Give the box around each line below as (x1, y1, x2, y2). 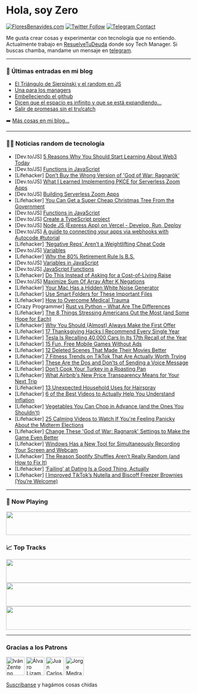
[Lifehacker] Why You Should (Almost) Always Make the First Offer (14, 321, 176, 328)
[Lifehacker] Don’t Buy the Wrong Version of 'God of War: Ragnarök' (14, 172, 180, 179)
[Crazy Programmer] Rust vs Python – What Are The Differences (14, 303, 171, 310)
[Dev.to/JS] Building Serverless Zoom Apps (14, 190, 120, 197)
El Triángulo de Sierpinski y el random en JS (14, 81, 121, 88)
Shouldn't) (14, 409, 40, 416)
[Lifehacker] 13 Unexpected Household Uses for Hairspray (14, 384, 157, 391)
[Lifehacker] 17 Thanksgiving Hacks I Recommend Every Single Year (14, 327, 180, 335)
